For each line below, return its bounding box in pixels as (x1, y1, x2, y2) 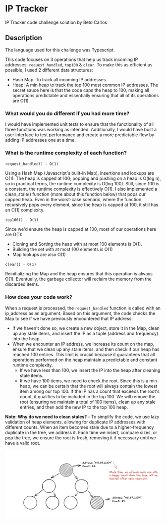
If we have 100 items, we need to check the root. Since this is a (19, 377, 149, 384)
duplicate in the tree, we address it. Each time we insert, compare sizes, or (5, 429, 158, 435)
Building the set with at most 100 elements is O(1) (12, 246, 113, 253)
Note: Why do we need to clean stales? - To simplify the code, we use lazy (5, 414, 160, 419)
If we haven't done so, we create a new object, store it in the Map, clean (12, 325, 160, 331)
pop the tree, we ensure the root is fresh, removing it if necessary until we (5, 434, 156, 441)
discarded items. (5, 281, 40, 287)
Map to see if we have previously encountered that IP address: (5, 315, 133, 321)
